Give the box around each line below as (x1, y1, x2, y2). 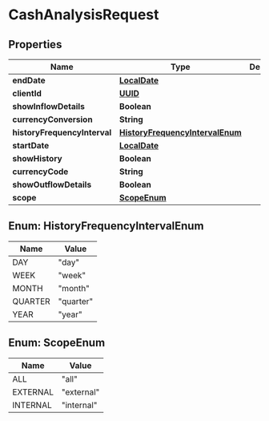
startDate (12, 140, 50, 151)
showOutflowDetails (12, 179, 92, 190)
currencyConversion (12, 114, 94, 125)
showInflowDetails (12, 101, 86, 111)
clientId (12, 88, 42, 99)
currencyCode (12, 166, 69, 177)
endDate (12, 75, 46, 86)
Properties (8, 38, 62, 51)
